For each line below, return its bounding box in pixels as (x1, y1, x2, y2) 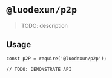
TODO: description (21, 22, 68, 29)
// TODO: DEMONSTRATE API (6, 66, 71, 72)
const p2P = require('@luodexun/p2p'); (6, 56, 107, 62)
